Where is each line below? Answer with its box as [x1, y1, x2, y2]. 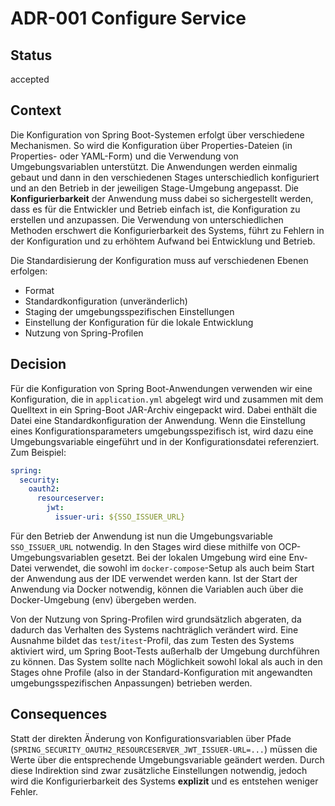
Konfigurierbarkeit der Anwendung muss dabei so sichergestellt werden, [10, 192, 314, 204]
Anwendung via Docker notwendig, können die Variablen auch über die [10, 583, 304, 595]
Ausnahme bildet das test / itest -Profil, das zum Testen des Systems [10, 634, 295, 646]
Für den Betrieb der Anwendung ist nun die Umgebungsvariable [10, 530, 273, 542]
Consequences [10, 706, 108, 723]
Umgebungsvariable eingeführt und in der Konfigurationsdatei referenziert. [10, 435, 320, 447]
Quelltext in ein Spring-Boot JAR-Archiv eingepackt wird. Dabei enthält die [10, 403, 318, 416]
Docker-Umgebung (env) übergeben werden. [10, 593, 197, 606]
